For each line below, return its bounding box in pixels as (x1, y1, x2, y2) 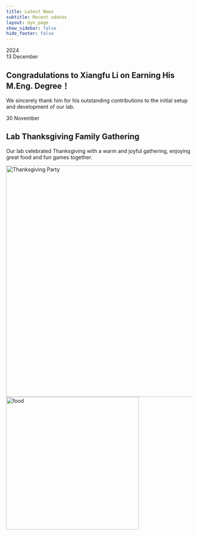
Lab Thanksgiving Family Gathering (6, 132, 140, 142)
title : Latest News (6, 8, 54, 15)
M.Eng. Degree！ (6, 81, 70, 91)
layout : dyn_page (6, 19, 49, 25)
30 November (6, 115, 40, 122)
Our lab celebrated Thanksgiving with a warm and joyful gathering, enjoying (6, 147, 190, 154)
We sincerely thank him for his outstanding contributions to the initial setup (6, 97, 188, 104)
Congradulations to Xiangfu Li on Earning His (6, 70, 175, 80)
